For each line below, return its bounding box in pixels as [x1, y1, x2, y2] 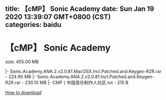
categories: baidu [5, 20, 61, 29]
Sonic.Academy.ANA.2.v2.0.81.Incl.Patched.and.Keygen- [36, 74, 154, 80]
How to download [5, 90, 41, 96]
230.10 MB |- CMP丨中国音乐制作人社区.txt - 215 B [24, 80, 128, 86]
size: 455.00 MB [5, 59, 39, 65]
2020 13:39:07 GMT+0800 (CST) [5, 13, 111, 21]
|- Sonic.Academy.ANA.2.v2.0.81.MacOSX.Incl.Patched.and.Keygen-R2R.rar [5, 69, 161, 75]
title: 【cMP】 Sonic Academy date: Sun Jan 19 [5, 4, 154, 13]
